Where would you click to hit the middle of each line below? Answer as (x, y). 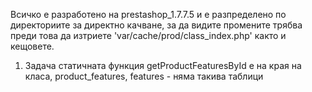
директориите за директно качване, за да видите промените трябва (156, 25)
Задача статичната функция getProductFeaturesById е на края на (163, 65)
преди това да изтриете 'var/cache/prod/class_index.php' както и (148, 35)
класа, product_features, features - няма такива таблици (144, 76)
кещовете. (32, 46)
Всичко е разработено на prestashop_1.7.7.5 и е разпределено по (148, 14)
